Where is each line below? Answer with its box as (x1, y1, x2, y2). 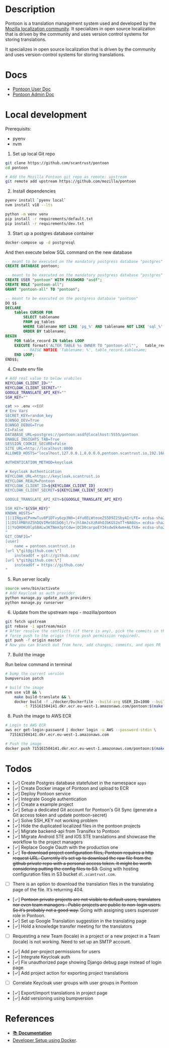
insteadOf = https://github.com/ (14, 562, 84, 567)
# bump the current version (5, 671, 64, 677)
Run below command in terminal (5, 661, 72, 668)
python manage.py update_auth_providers (5, 595, 92, 601)
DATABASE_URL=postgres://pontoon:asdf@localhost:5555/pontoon (5, 432, 138, 437)
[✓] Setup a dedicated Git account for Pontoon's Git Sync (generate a (12, 806, 157, 813)
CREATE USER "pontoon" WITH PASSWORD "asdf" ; (5, 277, 102, 282)
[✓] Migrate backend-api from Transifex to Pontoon (12, 828, 120, 834)
